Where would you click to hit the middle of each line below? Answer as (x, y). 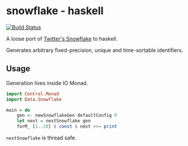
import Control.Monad (33, 94)
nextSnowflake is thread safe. (41, 138)
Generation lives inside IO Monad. (47, 83)
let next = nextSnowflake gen (54, 121)
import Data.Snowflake (34, 99)
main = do (18, 110)
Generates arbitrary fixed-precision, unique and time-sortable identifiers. (95, 50)
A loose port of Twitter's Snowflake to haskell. (62, 38)
